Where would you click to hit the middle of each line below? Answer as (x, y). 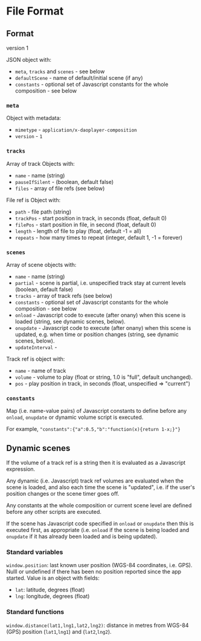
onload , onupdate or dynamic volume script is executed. (75, 417)
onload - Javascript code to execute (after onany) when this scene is (100, 315)
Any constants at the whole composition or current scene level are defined (99, 505)
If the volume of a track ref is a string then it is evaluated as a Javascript (96, 462)
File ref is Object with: (33, 200)
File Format (35, 11)
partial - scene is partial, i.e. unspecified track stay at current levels (100, 283)
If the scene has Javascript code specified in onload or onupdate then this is (100, 524)
